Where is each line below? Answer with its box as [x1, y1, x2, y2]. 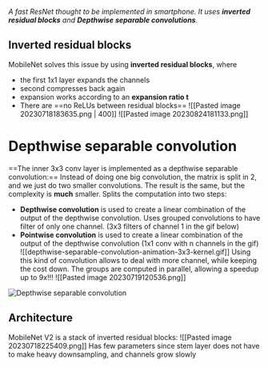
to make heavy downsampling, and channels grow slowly [8, 349, 197, 359]
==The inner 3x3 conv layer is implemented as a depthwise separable [8, 163, 238, 173]
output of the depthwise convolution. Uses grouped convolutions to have [19, 213, 261, 222]
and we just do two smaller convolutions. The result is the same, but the [8, 180, 246, 190]
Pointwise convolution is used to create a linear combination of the [19, 229, 243, 239]
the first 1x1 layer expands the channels [19, 75, 150, 85]
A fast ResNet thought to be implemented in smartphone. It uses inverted [8, 7, 250, 16]
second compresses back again [19, 83, 126, 93]
